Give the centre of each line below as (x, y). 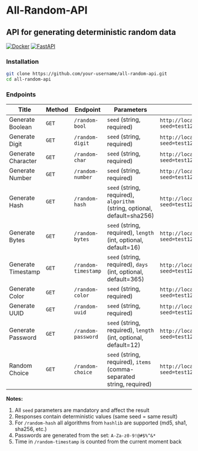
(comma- (121, 369)
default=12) (123, 345)
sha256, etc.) (31, 429)
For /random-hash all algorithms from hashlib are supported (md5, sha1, (101, 423)
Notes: (15, 399)
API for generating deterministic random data (91, 32)
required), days (128, 265)
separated (121, 377)
